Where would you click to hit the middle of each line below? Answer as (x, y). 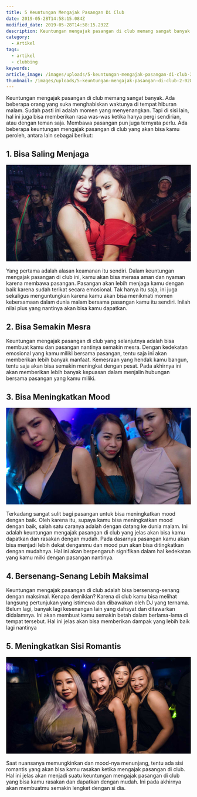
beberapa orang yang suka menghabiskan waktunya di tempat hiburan (91, 104)
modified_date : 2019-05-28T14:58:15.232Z (57, 25)
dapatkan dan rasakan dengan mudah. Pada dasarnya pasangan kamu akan (98, 539)
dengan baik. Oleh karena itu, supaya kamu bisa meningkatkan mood (89, 520)
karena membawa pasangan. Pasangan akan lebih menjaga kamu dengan (95, 283)
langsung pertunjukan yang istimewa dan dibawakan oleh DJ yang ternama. (98, 603)
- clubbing (25, 62)
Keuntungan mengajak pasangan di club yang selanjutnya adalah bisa (90, 341)
